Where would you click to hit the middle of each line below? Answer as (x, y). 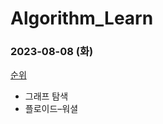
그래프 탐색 (46, 96)
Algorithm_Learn (82, 18)
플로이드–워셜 (51, 109)
